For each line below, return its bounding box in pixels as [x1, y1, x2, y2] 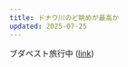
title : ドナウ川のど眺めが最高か [9, 13, 120, 23]
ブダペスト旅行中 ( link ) [9, 47, 94, 59]
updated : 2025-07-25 [9, 22, 88, 31]
